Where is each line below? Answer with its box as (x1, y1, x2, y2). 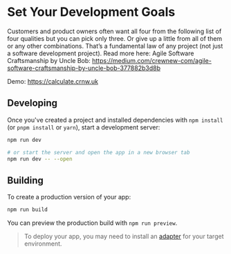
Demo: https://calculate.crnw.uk (7, 77, 99, 85)
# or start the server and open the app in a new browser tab (7, 149, 190, 156)
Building (7, 174, 44, 186)
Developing (7, 98, 57, 109)
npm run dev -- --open (7, 155, 73, 163)
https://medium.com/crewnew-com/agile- (92, 56, 212, 64)
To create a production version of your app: (7, 193, 131, 201)
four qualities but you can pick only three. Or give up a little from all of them (7, 34, 223, 42)
